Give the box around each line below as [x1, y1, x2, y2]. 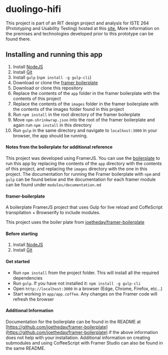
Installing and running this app [5, 50, 103, 59]
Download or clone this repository [12, 85, 83, 91]
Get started [5, 258, 30, 264]
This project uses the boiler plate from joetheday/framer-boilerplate [5, 219, 144, 225]
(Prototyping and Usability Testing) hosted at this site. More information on [5, 25, 159, 31]
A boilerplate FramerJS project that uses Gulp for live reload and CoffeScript [5, 204, 163, 210]
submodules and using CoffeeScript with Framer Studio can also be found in [5, 340, 163, 346]
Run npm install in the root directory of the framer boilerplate [12, 111, 140, 117]
